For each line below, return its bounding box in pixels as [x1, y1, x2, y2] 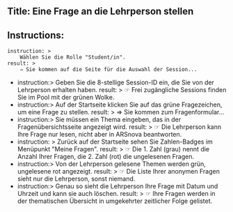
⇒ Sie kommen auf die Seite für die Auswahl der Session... [19, 66, 198, 73]
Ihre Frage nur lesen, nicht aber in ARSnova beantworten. [17, 130, 182, 139]
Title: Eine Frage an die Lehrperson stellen [7, 6, 194, 17]
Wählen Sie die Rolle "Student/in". [19, 54, 127, 61]
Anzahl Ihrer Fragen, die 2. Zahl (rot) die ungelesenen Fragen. [17, 153, 195, 161]
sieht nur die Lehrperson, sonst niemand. [17, 174, 136, 183]
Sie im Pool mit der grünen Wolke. [17, 93, 115, 102]
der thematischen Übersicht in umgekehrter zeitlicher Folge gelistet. [17, 197, 213, 205]
